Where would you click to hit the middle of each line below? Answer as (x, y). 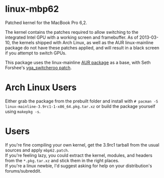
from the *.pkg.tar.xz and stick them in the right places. (62, 160)
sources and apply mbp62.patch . (37, 150)
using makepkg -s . (23, 111)
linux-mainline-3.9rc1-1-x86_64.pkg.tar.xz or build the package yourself (80, 106)
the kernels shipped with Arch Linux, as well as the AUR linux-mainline (83, 42)
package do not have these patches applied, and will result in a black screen (82, 48)
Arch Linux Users (41, 88)
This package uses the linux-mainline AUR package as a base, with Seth (78, 62)
